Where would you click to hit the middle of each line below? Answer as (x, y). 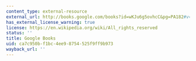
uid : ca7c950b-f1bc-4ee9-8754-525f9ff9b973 (60, 44)
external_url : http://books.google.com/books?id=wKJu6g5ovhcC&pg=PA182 (95, 17)
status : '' (19, 33)
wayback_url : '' (26, 49)
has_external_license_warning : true (50, 22)
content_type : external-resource (47, 11)
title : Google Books (31, 38)
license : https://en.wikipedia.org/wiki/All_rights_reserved (82, 28)
